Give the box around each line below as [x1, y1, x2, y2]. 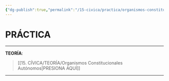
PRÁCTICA [5, 28, 51, 40]
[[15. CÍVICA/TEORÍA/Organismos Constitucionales [17, 59, 123, 65]
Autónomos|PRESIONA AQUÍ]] [17, 65, 80, 71]
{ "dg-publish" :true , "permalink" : [5, 7, 75, 12]
